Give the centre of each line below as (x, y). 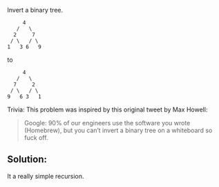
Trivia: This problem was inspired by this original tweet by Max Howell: (107, 109)
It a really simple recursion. (46, 176)
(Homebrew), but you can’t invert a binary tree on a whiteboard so (118, 130)
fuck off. (36, 137)
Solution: (27, 160)
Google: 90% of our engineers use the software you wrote (107, 123)
